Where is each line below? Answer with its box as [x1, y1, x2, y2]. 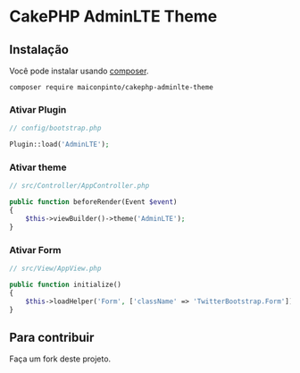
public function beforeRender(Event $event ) [9, 198, 178, 207]
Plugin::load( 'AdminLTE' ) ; [9, 140, 110, 149]
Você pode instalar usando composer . [9, 65, 149, 76]
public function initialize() [9, 280, 122, 289]
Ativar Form [9, 243, 62, 256]
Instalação [9, 42, 70, 57]
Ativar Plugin [9, 103, 67, 115]
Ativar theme [9, 161, 67, 174]
